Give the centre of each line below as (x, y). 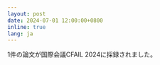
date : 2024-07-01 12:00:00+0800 (55, 20)
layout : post (27, 14)
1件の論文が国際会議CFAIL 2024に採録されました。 (82, 54)
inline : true (27, 27)
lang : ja (20, 34)
